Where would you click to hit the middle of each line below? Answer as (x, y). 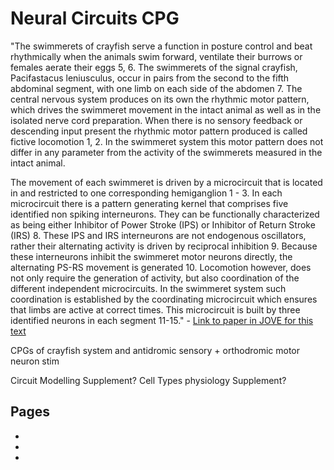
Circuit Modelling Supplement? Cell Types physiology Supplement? (148, 380)
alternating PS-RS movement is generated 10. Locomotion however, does (161, 267)
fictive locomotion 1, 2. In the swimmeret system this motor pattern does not (167, 141)
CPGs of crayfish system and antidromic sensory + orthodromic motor (155, 350)
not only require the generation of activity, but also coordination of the (155, 278)
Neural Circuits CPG (95, 18)
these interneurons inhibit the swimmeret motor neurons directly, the (151, 256)
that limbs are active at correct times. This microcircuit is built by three (155, 309)
